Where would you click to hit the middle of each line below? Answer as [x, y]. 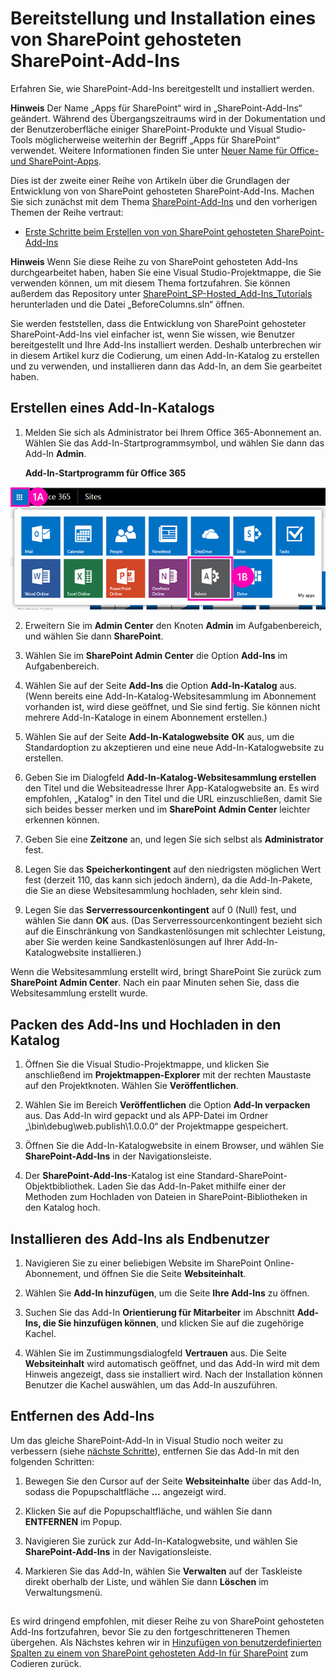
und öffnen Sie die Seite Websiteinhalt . [165, 1273]
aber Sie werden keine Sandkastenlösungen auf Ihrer [134, 942]
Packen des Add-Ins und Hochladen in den [146, 1024]
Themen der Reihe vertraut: [67, 212]
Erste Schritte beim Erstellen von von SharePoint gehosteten [149, 231]
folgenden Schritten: [52, 1461]
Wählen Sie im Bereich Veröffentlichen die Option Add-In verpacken [167, 1105]
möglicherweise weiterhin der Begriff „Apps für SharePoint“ [157, 139]
